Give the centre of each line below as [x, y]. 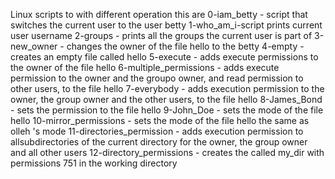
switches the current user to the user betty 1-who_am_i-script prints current [166, 25]
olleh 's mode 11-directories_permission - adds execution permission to [157, 131]
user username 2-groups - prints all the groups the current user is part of [161, 35]
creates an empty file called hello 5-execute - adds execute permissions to [164, 57]
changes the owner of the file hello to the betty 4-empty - [185, 46]
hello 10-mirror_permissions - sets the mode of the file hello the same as [160, 120]
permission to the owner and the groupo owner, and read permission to [157, 78]
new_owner [34, 46]
